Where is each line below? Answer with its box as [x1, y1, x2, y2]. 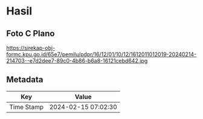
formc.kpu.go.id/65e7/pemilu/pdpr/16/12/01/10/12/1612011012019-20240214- [6, 51, 197, 58]
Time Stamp [9, 103, 44, 111]
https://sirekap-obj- [6, 44, 56, 51]
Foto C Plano [6, 28, 55, 39]
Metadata [6, 74, 43, 85]
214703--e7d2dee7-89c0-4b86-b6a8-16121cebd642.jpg [6, 57, 148, 64]
